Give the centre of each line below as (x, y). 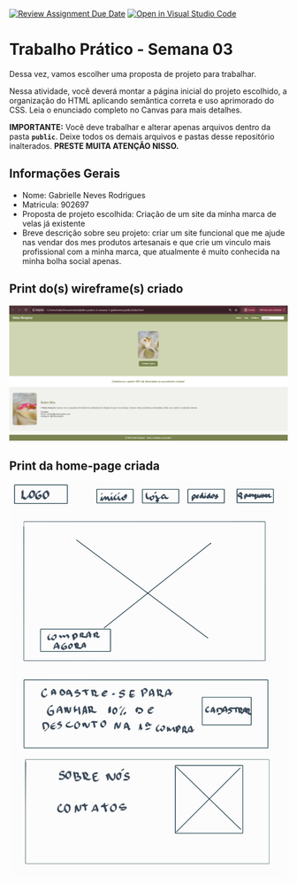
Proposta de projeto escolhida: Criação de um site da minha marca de (149, 213)
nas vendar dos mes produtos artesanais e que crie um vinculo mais (146, 242)
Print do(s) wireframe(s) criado (96, 289)
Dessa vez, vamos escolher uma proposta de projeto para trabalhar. (133, 74)
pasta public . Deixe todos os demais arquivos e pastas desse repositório (142, 136)
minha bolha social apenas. (72, 260)
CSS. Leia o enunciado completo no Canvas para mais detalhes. (126, 110)
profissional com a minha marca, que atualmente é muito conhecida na (151, 252)
